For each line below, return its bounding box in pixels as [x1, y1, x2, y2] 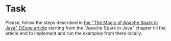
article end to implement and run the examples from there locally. [5, 30, 142, 36]
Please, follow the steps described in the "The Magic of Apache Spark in [5, 19, 158, 25]
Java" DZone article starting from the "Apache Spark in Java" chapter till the [5, 24, 166, 30]
